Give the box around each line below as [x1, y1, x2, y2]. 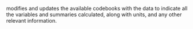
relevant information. [6, 17, 58, 24]
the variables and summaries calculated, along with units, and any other [6, 11, 182, 18]
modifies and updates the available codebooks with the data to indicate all [6, 5, 188, 12]
